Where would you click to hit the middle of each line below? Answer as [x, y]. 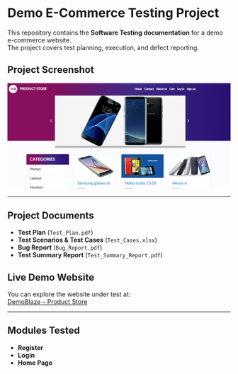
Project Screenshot [51, 70]
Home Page [35, 363]
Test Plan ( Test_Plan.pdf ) [55, 233]
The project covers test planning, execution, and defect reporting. [103, 47]
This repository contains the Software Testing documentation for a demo [115, 33]
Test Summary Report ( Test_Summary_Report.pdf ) [90, 255]
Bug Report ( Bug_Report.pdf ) [60, 247]
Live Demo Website [51, 277]
